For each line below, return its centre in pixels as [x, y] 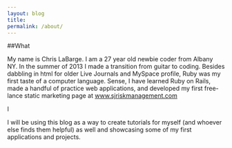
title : [17, 20]
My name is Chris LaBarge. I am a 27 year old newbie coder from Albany [110, 59]
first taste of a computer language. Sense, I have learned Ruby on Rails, [109, 81]
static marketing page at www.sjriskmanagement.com [100, 96]
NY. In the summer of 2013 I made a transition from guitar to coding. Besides [116, 67]
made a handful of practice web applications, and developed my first [105, 88]
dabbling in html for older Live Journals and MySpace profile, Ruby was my [114, 74]
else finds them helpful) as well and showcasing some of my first [99, 130]
